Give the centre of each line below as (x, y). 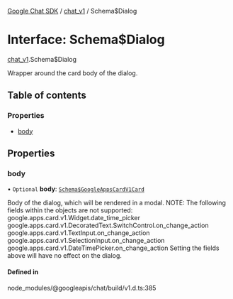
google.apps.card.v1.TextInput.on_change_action (79, 233)
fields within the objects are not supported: (70, 210)
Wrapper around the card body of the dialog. (73, 73)
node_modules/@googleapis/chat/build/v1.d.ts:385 (82, 288)
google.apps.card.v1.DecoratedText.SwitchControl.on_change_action (108, 225)
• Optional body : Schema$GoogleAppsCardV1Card (76, 189)
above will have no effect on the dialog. (65, 256)
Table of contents (47, 96)
